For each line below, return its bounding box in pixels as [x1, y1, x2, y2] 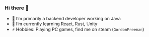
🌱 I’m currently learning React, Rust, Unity [11, 21, 98, 27]
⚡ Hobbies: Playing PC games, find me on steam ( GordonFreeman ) [11, 27, 145, 33]
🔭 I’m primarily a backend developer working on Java [11, 16, 121, 22]
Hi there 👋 [4, 4, 29, 11]
